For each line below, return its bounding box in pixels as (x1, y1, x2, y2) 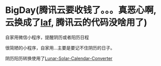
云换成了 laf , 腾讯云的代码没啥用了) (5, 17, 147, 28)
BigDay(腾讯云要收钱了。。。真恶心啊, (5, 4, 156, 16)
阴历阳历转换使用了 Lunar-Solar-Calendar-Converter (5, 55, 113, 61)
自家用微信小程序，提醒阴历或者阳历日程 (5, 34, 89, 40)
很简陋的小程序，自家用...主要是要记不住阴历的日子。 (5, 45, 115, 51)
